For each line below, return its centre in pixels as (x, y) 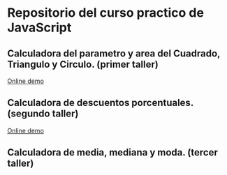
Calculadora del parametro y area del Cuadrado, (114, 53)
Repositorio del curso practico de (106, 13)
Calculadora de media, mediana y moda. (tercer (112, 152)
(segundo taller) (43, 114)
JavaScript (39, 28)
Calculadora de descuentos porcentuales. (100, 103)
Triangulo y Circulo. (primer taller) (83, 64)
